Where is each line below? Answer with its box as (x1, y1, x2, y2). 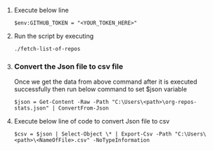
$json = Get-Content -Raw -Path (13, 98, 109, 106)
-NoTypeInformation (92, 137, 150, 144)
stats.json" (13, 105, 49, 112)
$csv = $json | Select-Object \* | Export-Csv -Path (13, 131, 172, 138)
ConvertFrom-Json (58, 105, 109, 112)
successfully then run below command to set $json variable (13, 85, 188, 93)
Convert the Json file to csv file (13, 61, 124, 71)
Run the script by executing (13, 32, 94, 40)
